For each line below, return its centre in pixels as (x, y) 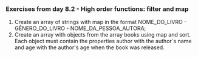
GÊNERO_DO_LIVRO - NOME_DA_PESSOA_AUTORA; (80, 28)
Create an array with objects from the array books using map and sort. (103, 35)
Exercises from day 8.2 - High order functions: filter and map (97, 9)
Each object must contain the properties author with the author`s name (103, 41)
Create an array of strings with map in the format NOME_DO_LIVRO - (101, 22)
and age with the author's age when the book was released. (89, 47)
